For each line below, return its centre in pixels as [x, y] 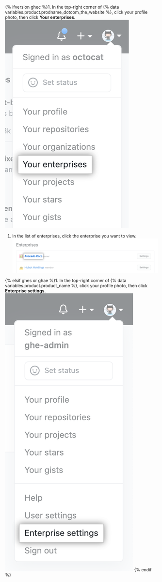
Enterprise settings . [25, 291]
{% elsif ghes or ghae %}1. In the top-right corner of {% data [66, 280]
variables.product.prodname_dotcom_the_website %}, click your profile [76, 12]
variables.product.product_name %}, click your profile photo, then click [76, 285]
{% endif [143, 569]
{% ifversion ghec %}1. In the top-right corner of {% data [62, 7]
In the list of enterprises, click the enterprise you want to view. [74, 236]
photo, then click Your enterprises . [40, 17]
